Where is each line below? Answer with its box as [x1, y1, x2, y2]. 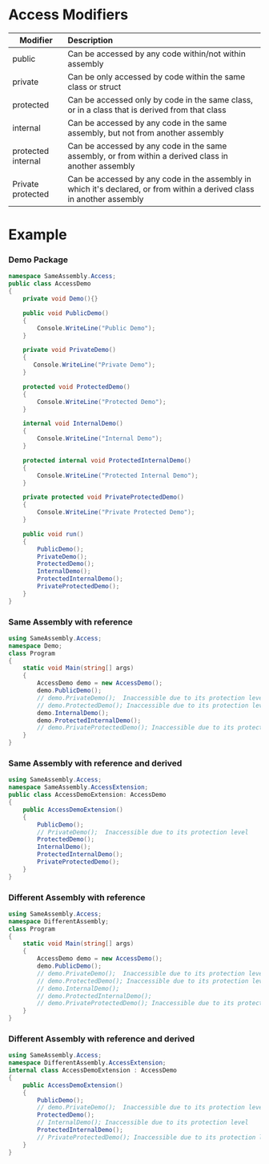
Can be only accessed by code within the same [67, 71, 246, 82]
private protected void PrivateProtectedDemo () [22, 493, 184, 502]
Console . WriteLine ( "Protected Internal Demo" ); [37, 471, 199, 479]
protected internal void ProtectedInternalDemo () [22, 456, 192, 464]
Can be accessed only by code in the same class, [67, 94, 254, 105]
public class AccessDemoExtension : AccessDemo [8, 791, 167, 799]
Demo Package [8, 254, 68, 265]
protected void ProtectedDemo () [22, 382, 130, 390]
